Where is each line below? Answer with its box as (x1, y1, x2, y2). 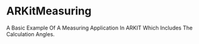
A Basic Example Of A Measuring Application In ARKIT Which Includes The (6, 24, 193, 31)
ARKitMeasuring (6, 4, 92, 18)
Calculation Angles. (6, 30, 55, 37)
